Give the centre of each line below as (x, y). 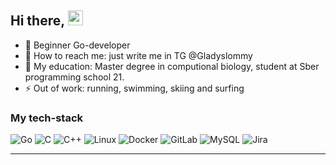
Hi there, (37, 21)
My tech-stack (47, 118)
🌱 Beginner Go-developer (77, 45)
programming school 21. (74, 77)
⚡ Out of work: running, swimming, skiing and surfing (134, 88)
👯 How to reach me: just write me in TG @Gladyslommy (138, 55)
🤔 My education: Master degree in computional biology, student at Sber (172, 66)
